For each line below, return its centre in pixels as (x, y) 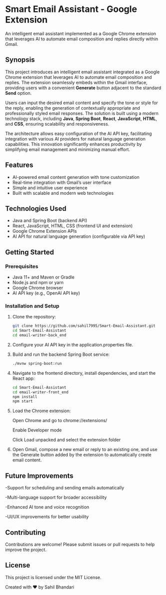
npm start (23, 401)
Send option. (18, 93)
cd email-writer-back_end (39, 335)
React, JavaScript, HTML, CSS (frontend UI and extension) (73, 226)
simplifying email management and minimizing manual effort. (68, 149)
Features (19, 165)
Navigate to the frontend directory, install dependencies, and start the (84, 373)
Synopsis (20, 60)
